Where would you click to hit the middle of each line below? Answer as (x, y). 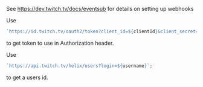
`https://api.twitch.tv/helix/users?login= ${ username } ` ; (79, 66)
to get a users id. (27, 77)
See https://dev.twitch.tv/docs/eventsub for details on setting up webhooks (100, 9)
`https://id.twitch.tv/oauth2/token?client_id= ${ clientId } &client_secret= (102, 31)
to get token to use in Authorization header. (60, 43)
